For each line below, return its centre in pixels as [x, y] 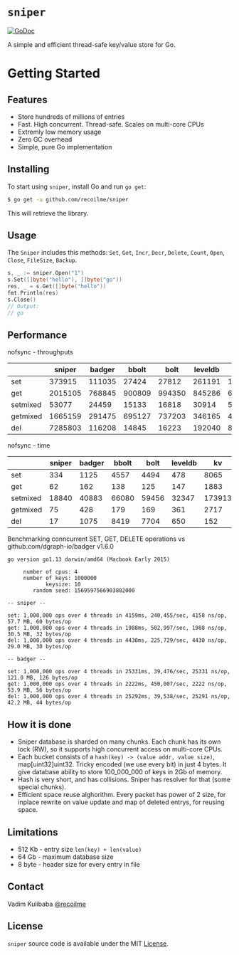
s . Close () [22, 300]
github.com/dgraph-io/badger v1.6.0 [60, 547]
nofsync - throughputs [40, 352]
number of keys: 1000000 [60, 579]
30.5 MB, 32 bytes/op [39, 634]
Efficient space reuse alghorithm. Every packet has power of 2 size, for [122, 795]
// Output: [23, 306]
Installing [28, 169]
